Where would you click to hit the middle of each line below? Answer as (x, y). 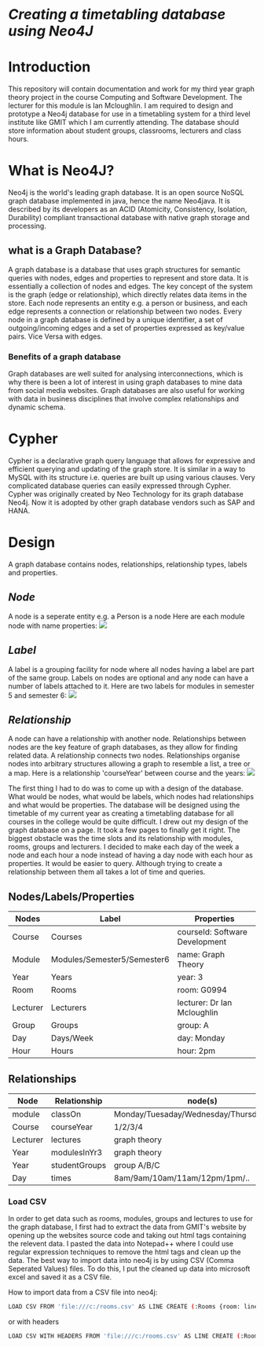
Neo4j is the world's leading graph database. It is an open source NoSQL (126, 193)
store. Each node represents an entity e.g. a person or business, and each (128, 303)
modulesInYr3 (77, 1153)
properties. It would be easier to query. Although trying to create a (115, 864)
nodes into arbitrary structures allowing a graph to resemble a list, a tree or (129, 764)
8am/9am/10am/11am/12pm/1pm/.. (181, 1178)
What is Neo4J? (61, 171)
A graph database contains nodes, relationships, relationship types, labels (128, 564)
